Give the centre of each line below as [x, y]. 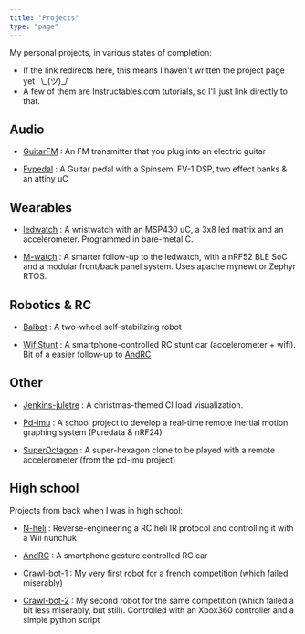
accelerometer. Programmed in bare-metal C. [108, 239]
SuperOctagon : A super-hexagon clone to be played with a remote [149, 450]
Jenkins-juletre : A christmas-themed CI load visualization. [133, 405]
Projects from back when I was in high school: [96, 510]
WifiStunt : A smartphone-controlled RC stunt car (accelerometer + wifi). [159, 344]
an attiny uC [45, 179]
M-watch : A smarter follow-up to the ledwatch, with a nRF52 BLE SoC [155, 257]
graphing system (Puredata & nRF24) [92, 432]
